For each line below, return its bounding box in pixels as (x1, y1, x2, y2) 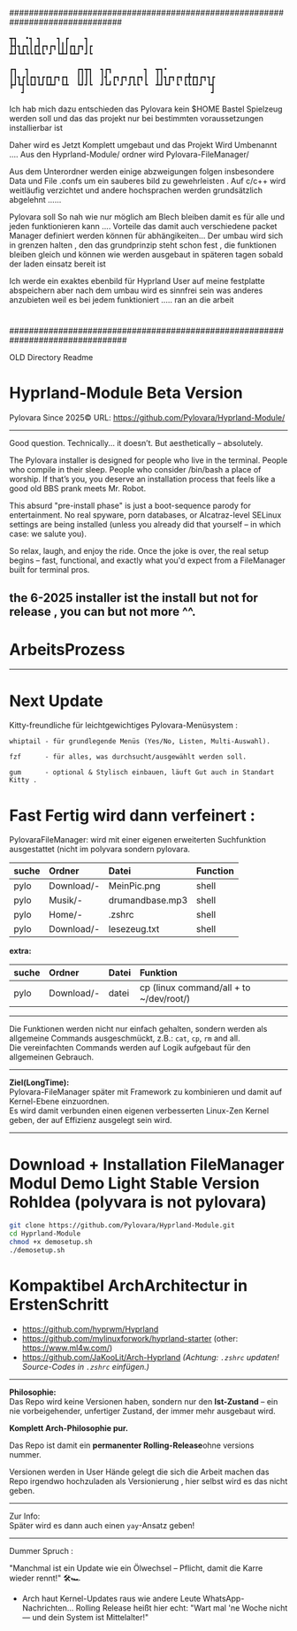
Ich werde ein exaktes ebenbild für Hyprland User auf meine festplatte (9, 276, 265, 286)
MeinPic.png (108, 880, 161, 892)
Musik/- (48, 894, 83, 906)
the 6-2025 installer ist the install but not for (9, 590, 259, 605)
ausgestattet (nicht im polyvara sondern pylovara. (9, 844, 191, 855)
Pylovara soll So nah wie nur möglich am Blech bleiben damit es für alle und (9, 212, 286, 222)
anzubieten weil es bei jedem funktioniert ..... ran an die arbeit (9, 295, 234, 304)
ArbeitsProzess (9, 639, 126, 659)
